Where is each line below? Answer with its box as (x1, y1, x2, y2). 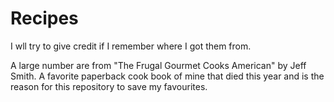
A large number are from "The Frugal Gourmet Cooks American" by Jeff (10, 59, 307, 71)
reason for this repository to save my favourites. (10, 80, 208, 92)
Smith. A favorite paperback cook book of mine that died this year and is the (10, 70, 325, 82)
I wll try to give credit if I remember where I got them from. (10, 40, 252, 52)
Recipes (10, 7, 79, 30)
